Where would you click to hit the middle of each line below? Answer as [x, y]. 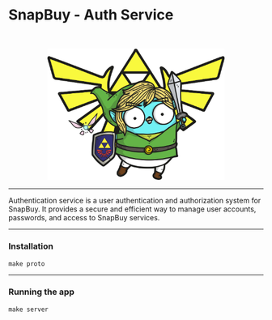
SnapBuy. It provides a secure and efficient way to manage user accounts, [132, 209]
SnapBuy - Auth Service [91, 15]
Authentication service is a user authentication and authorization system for [135, 200]
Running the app [42, 292]
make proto [27, 264]
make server [28, 309]
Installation [31, 246]
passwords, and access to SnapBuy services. [84, 217]
